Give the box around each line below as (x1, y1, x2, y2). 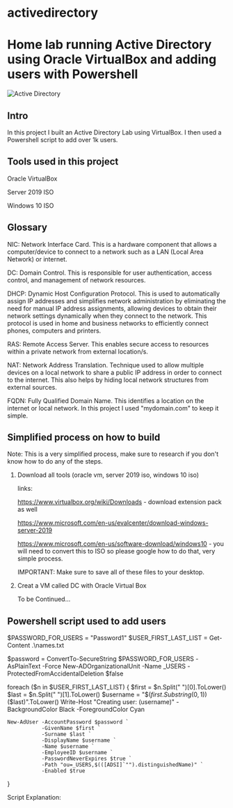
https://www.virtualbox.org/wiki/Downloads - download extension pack (17, 498, 222, 506)
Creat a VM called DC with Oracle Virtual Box (17, 581, 147, 590)
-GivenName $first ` (41, 725, 101, 732)
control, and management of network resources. (7, 275, 146, 284)
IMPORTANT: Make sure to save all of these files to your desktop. (17, 568, 205, 577)
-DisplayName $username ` (41, 737, 117, 744)
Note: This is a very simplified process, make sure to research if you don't (7, 450, 219, 458)
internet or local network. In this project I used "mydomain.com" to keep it (7, 404, 219, 412)
